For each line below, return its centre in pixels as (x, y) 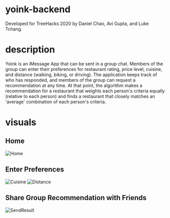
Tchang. (14, 29)
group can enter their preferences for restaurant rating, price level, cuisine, (84, 69)
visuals (21, 122)
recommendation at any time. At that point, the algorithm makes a (74, 85)
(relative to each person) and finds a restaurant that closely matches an (80, 96)
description (30, 50)
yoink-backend (38, 9)
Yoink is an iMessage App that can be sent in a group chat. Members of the (84, 64)
